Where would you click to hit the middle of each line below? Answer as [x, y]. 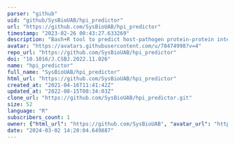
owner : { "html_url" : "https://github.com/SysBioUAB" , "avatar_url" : [109, 124]
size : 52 [20, 105]
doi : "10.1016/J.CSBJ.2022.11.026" [59, 59]
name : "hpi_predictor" [40, 66]
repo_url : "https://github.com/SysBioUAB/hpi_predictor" [92, 53]
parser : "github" [33, 14]
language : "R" [28, 111]
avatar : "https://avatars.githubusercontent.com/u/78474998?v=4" [104, 46]
